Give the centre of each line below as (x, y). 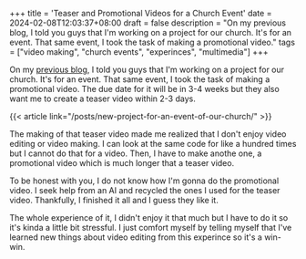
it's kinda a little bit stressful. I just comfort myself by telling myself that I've (151, 228)
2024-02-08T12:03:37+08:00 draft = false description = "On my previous (148, 23)
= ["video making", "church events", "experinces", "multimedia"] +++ (139, 52)
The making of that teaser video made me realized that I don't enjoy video (148, 134)
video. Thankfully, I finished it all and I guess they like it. (114, 200)
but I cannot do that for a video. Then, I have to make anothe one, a (136, 153)
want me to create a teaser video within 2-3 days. (102, 98)
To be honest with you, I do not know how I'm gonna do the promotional (144, 181)
